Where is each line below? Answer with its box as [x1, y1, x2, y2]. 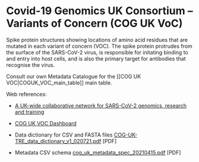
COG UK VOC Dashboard [14, 119, 77, 127]
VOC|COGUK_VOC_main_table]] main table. [6, 79, 112, 86]
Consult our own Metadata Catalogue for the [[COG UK [6, 73, 141, 80]
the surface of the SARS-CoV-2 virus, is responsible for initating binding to [6, 48, 188, 56]
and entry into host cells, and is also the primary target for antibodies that [6, 55, 186, 62]
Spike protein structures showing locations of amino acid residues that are [6, 36, 188, 43]
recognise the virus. [6, 61, 55, 69]
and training [14, 108, 45, 115]
